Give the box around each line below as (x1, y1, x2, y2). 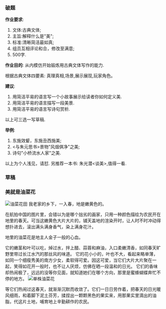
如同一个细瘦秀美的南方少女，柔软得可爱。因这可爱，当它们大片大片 (5, 257, 144, 263)
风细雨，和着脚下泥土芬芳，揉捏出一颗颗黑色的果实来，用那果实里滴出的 (5, 292, 152, 298)
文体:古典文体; (12, 27, 41, 33)
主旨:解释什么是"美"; (12, 33, 54, 39)
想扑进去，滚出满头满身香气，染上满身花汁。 (5, 223, 96, 229)
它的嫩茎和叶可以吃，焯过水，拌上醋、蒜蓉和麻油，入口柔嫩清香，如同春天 (5, 245, 157, 251)
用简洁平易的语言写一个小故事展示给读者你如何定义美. (12, 94, 122, 100)
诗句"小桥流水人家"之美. (12, 150, 61, 156)
